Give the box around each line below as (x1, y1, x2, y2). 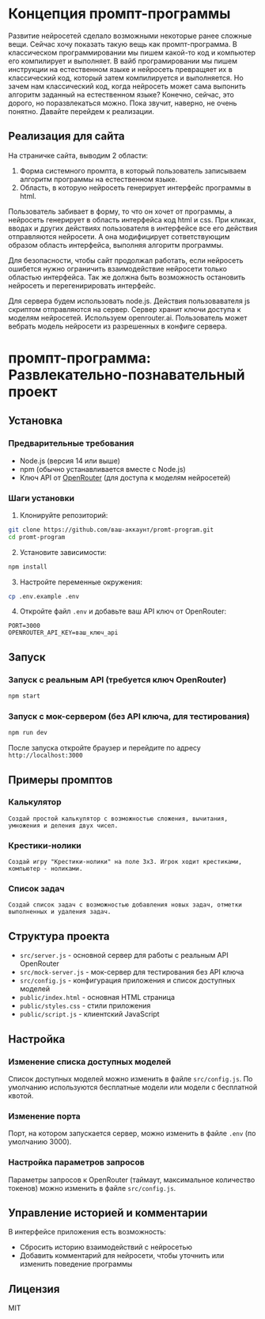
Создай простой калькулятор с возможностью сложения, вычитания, (8, 815, 228, 823)
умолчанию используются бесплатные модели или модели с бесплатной (8, 1082, 258, 1092)
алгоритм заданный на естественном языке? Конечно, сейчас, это (8, 89, 235, 99)
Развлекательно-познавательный (8, 366, 245, 384)
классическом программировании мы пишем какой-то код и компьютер (8, 48, 256, 57)
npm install (8, 563, 47, 571)
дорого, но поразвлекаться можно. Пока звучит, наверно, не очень (8, 98, 237, 108)
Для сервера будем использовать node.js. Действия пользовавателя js (8, 296, 251, 306)
